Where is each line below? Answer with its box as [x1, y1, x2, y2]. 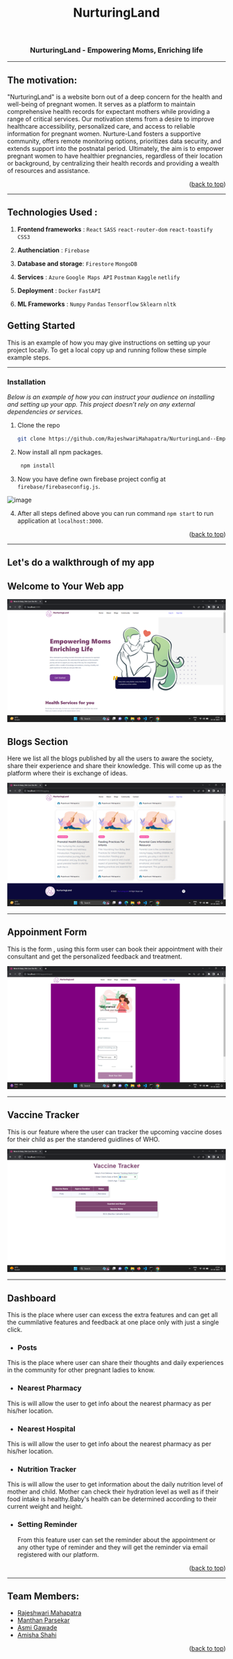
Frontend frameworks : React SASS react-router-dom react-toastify [17, 224, 213, 234]
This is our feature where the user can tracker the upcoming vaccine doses [7, 1127, 223, 1136]
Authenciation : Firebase [17, 245, 90, 254]
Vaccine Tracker [7, 1109, 80, 1121]
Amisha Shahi [17, 1631, 57, 1640]
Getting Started [7, 320, 76, 332]
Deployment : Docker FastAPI [17, 286, 101, 295]
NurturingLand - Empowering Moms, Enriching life [30, 45, 203, 55]
